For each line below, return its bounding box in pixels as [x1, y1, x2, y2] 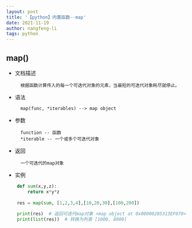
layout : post [6, 8, 39, 15]
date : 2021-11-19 [6, 20, 49, 26]
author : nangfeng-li [6, 25, 58, 32]
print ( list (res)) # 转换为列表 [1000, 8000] [17, 217, 127, 223]
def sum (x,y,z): [17, 183, 58, 189]
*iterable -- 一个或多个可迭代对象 [20, 136, 100, 142]
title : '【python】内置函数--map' [6, 14, 86, 20]
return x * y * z [27, 189, 60, 195]
